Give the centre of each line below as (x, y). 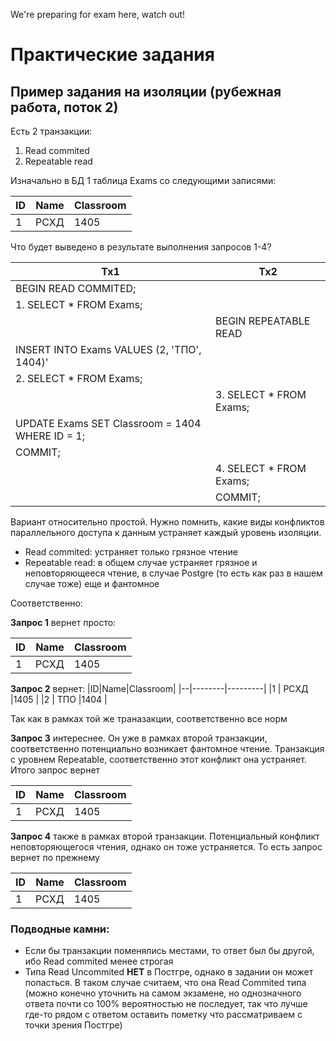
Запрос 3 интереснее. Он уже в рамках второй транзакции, (139, 738)
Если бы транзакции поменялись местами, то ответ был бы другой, (169, 951)
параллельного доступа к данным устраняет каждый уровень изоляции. (166, 532)
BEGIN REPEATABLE (263, 321)
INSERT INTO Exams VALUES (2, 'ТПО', (108, 349)
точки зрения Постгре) (73, 1025)
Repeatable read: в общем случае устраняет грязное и (141, 562)
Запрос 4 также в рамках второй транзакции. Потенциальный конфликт (165, 836)
